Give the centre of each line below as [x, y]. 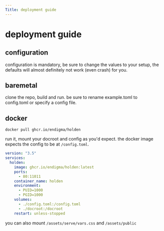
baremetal [21, 86]
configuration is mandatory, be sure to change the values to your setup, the [82, 65]
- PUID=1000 [30, 190]
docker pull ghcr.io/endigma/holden [43, 130]
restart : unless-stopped [40, 213]
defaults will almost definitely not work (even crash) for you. [66, 70]
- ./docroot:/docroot [41, 209]
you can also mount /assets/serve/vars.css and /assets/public [71, 223]
